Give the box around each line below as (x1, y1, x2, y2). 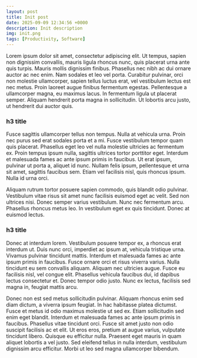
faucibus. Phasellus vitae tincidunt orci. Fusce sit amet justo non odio (6, 320, 173, 327)
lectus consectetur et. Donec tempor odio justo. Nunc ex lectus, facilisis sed (6, 277, 191, 284)
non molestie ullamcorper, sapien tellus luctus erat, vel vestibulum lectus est (6, 77, 191, 84)
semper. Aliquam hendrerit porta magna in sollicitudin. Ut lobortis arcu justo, (6, 96, 191, 103)
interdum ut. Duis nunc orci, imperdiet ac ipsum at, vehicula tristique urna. (6, 246, 185, 253)
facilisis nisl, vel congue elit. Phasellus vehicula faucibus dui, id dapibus (6, 271, 180, 278)
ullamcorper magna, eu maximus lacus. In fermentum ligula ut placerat (6, 90, 177, 97)
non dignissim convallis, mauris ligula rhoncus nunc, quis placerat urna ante (6, 58, 190, 66)
